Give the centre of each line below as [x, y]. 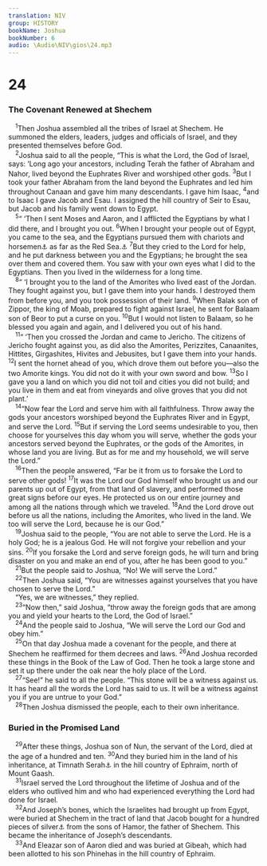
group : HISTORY [33, 23]
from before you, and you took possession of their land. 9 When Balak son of [133, 299]
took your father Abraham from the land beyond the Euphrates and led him [131, 182]
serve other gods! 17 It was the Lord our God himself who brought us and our [133, 480]
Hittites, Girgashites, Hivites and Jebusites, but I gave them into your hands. [133, 354]
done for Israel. [33, 800]
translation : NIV [37, 16]
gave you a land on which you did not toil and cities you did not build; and [129, 382]
